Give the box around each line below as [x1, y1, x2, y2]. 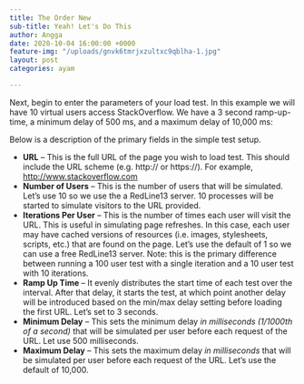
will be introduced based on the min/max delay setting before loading [22, 297, 283, 308]
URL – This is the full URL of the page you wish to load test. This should [22, 151, 290, 162]
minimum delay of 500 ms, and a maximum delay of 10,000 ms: [36, 116, 274, 127]
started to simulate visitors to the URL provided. [22, 199, 201, 210]
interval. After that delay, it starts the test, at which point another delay [22, 287, 286, 298]
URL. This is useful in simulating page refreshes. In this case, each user [22, 219, 290, 230]
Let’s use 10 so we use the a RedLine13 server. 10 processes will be [22, 190, 274, 201]
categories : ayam [9, 65, 75, 74]
